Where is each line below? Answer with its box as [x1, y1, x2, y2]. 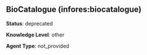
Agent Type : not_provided [6, 42, 69, 49]
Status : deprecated [6, 20, 53, 27]
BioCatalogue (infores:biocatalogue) [6, 5, 142, 14]
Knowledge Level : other [6, 31, 65, 38]
